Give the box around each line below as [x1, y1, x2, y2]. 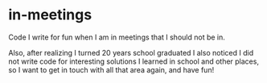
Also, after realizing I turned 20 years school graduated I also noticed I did [8, 48, 254, 57]
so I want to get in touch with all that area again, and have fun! [8, 64, 215, 74]
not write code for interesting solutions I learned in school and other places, [8, 56, 260, 66]
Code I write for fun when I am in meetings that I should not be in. [8, 32, 225, 42]
